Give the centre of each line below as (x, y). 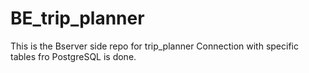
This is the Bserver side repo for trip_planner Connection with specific (154, 46)
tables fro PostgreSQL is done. (73, 56)
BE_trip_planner (77, 18)
